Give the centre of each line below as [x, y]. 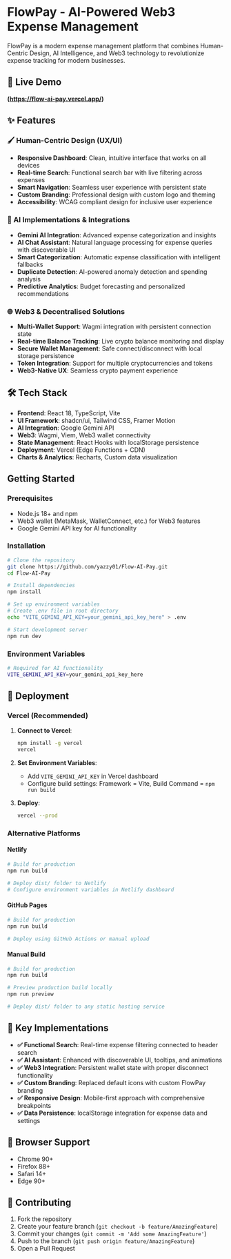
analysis [29, 279]
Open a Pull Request [46, 1249]
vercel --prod [37, 816]
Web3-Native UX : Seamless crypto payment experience [97, 370]
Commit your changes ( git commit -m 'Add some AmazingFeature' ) [112, 1234]
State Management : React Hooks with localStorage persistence [108, 442]
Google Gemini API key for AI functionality [77, 528]
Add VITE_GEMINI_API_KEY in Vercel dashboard [93, 776]
